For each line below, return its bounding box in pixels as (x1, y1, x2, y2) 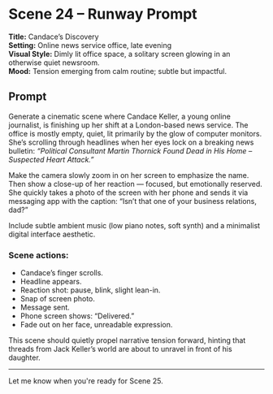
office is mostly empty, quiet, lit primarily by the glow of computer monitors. (8, 128, 262, 138)
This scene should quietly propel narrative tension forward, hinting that (8, 336, 246, 345)
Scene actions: (8, 249, 69, 261)
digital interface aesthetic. (8, 229, 96, 239)
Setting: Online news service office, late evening (8, 40, 172, 50)
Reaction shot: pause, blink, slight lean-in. (19, 285, 161, 295)
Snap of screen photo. (19, 294, 96, 304)
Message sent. (19, 302, 71, 313)
